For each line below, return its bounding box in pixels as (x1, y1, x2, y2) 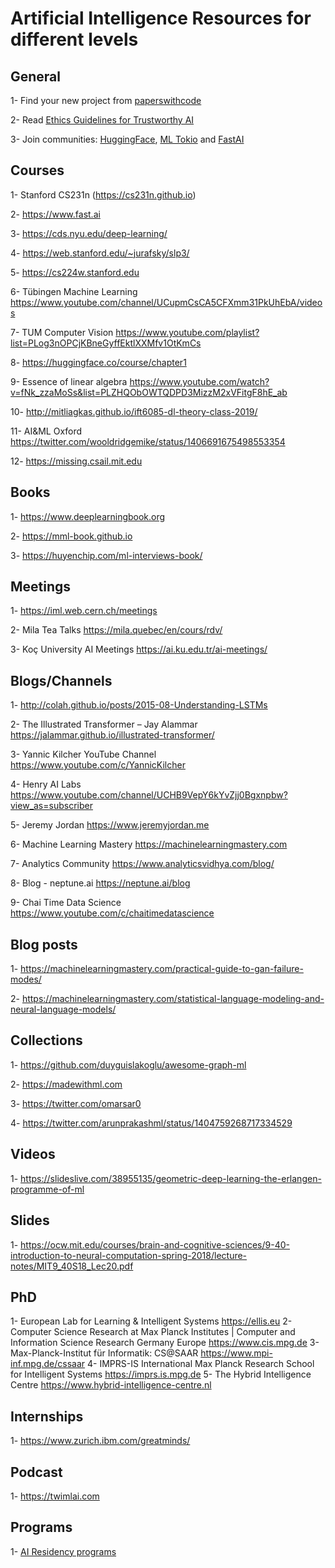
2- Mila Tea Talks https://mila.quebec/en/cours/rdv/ (10, 624, 223, 636)
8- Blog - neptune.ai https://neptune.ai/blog (10, 877, 191, 889)
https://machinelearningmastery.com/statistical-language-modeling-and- (21, 993, 325, 1005)
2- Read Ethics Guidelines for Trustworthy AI (10, 114, 195, 126)
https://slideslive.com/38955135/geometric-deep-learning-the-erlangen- (20, 1172, 322, 1184)
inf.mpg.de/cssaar (10, 1358, 86, 1370)
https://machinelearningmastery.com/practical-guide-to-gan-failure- (20, 963, 304, 975)
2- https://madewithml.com (10, 1078, 123, 1090)
